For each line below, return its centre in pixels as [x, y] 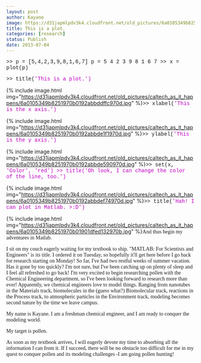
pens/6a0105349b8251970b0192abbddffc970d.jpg [69, 103]
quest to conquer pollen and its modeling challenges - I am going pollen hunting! [90, 354]
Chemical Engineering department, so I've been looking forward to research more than [97, 279]
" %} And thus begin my [157, 231]
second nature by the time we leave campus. [52, 302]
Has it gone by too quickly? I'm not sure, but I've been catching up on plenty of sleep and [100, 267]
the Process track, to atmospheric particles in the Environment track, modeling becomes [98, 296]
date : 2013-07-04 [28, 45]
